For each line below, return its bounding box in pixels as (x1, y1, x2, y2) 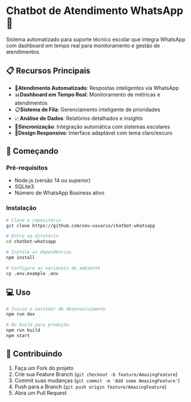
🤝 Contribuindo (6, 349, 62, 359)
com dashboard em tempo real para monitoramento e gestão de (6, 42, 161, 49)
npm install (6, 255, 35, 261)
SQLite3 (14, 183, 34, 190)
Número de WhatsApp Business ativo (14, 189, 105, 196)
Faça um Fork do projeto (14, 364, 74, 372)
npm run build (6, 327, 41, 334)
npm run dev (6, 311, 35, 317)
